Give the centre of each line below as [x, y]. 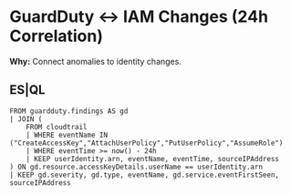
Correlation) [56, 36]
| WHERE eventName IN [67, 135]
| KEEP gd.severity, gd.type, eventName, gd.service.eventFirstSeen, [145, 175]
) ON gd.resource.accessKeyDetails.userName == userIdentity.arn [136, 167]
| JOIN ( [26, 119]
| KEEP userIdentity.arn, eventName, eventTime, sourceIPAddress [153, 159]
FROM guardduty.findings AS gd [69, 111]
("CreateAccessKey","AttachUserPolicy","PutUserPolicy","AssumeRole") [146, 143]
